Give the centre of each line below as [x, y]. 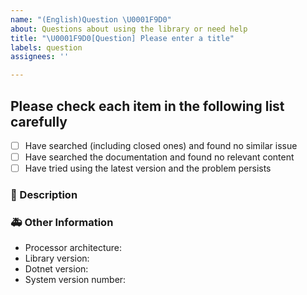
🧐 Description [44, 195]
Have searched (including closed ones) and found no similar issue [161, 145]
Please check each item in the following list [147, 106]
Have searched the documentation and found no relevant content [159, 157]
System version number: [75, 280]
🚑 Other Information [62, 222]
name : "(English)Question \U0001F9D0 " [91, 19]
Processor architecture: [73, 248]
